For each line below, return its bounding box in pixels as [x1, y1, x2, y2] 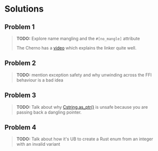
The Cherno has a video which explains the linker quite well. [16, 45, 137, 50]
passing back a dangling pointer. [16, 109, 82, 115]
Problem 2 [4, 59, 36, 67]
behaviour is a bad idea [16, 77, 63, 83]
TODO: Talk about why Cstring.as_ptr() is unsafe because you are [16, 104, 148, 110]
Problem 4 [4, 123, 37, 132]
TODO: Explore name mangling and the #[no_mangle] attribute [16, 35, 140, 41]
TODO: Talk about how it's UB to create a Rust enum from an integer [16, 136, 153, 142]
